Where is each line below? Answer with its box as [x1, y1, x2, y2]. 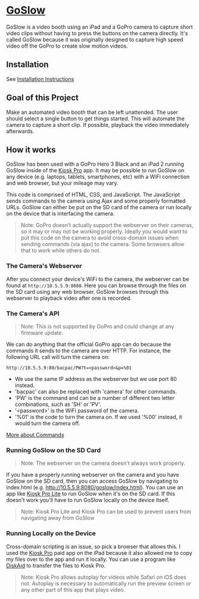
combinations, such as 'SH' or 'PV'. [14, 401, 101, 408]
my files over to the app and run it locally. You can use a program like [6, 555, 176, 563]
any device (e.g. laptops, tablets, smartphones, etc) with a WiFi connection [6, 173, 190, 181]
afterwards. [6, 128, 35, 135]
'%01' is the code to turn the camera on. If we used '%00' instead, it [14, 413, 182, 420]
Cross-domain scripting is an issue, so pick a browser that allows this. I [6, 543, 181, 550]
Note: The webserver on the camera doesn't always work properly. [20, 460, 186, 467]
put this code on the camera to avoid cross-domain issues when [20, 234, 179, 241]
